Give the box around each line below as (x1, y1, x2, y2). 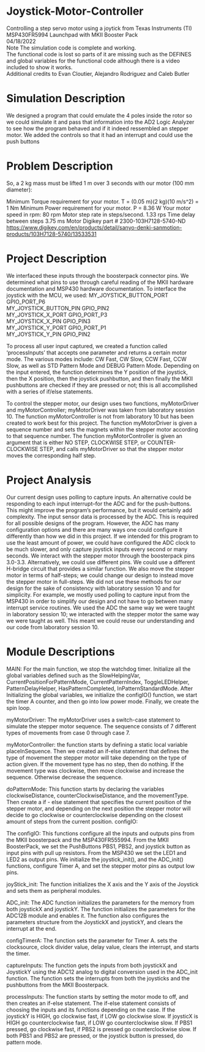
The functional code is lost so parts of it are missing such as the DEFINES (6, 50, 192, 58)
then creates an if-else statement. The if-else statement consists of (6, 999, 176, 1007)
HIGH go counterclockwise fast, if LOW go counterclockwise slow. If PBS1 (6, 1019, 193, 1026)
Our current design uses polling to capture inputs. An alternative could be (6, 493, 192, 501)
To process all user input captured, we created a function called (6, 342, 168, 349)
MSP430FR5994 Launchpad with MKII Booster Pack (6, 31, 138, 38)
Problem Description (6, 159, 113, 173)
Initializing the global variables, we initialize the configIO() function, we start (6, 691, 198, 698)
